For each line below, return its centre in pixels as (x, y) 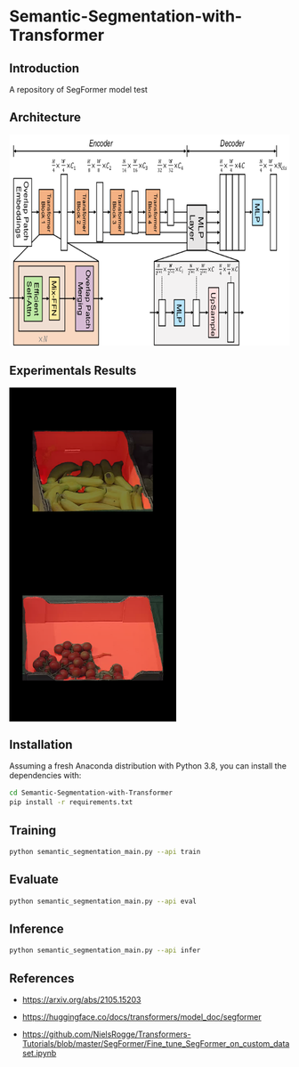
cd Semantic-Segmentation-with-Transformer (91, 793)
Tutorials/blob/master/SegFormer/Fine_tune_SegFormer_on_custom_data (156, 1044)
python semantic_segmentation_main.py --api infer (105, 950)
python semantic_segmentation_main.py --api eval (103, 901)
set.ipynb (39, 1054)
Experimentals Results (73, 371)
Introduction (44, 68)
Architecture (45, 118)
